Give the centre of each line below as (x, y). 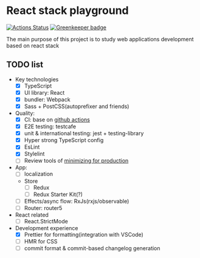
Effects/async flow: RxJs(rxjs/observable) (77, 201)
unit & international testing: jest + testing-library (84, 134)
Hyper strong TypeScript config (64, 140)
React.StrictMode (46, 221)
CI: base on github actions (57, 120)
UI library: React (44, 92)
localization (39, 174)
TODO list (25, 65)
